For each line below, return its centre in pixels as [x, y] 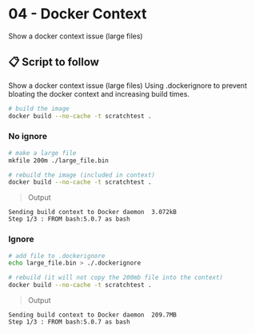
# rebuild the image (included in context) [82, 175]
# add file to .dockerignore [57, 256]
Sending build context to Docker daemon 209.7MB [93, 315]
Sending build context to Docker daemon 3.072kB [93, 213]
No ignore [28, 137]
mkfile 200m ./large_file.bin [59, 161]
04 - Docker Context [78, 14]
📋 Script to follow [54, 62]
